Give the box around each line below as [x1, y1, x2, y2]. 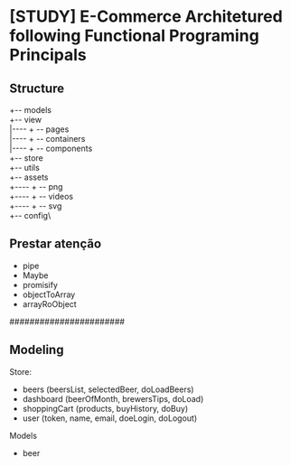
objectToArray [22, 289, 76, 300]
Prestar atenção [9, 237, 102, 252]
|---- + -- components [9, 143, 93, 154]
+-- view [9, 115, 42, 125]
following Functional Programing [9, 25, 259, 46]
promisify [22, 279, 59, 290]
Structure [9, 80, 65, 96]
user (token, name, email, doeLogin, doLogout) [22, 413, 198, 424]
